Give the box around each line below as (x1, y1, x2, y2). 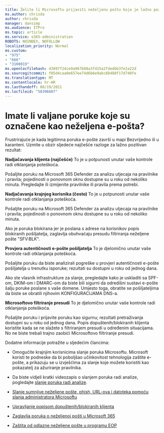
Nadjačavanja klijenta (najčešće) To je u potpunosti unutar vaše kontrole (5, 157, 153, 162)
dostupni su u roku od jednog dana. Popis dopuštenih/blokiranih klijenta (5, 320, 149, 326)
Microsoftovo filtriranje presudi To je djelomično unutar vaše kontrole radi (5, 300, 155, 306)
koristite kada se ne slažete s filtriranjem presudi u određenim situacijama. (5, 325, 154, 331)
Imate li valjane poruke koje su (5, 110, 130, 121)
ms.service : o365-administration (5, 35, 73, 40)
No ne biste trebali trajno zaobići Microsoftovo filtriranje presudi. (5, 330, 135, 336)
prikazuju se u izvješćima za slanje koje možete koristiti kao (29, 360, 149, 365)
